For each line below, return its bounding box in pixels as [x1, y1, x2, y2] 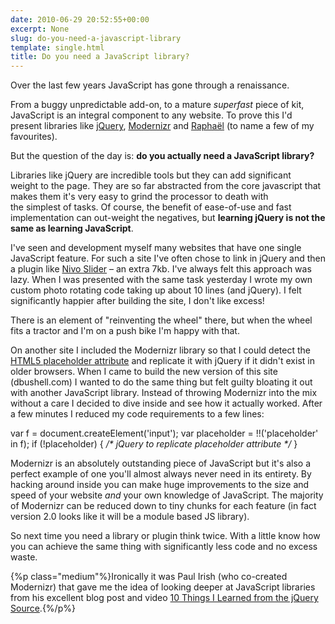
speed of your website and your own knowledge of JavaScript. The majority [10, 489, 324, 501]
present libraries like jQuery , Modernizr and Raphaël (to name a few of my [10, 120, 315, 132]
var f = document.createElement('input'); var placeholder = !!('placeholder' [10, 427, 319, 440]
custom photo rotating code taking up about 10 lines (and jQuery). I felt [10, 284, 302, 296]
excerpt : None [10, 24, 70, 34]
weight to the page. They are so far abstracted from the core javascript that [10, 180, 322, 192]
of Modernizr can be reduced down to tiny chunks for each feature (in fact [10, 500, 317, 512]
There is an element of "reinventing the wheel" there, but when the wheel [10, 314, 313, 326]
